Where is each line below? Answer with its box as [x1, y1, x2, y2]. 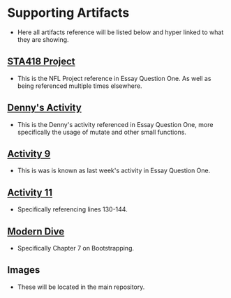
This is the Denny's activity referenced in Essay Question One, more [17, 120, 214, 128]
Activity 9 [7, 148, 51, 160]
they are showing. [17, 35, 69, 43]
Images [7, 264, 40, 276]
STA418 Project [7, 56, 75, 68]
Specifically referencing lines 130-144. [17, 205, 128, 214]
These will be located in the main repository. [17, 283, 145, 291]
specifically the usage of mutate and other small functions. [17, 128, 187, 136]
